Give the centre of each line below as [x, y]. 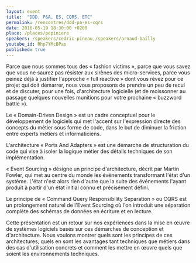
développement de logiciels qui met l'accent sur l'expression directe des [93, 121]
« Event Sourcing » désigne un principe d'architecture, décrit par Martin [93, 169]
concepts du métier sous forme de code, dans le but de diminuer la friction [96, 127]
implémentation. [25, 157]
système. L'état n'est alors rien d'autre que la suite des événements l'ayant [96, 181]
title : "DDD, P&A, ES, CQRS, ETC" [49, 17]
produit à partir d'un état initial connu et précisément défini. [78, 187]
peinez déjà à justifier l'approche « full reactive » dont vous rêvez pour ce [95, 78]
